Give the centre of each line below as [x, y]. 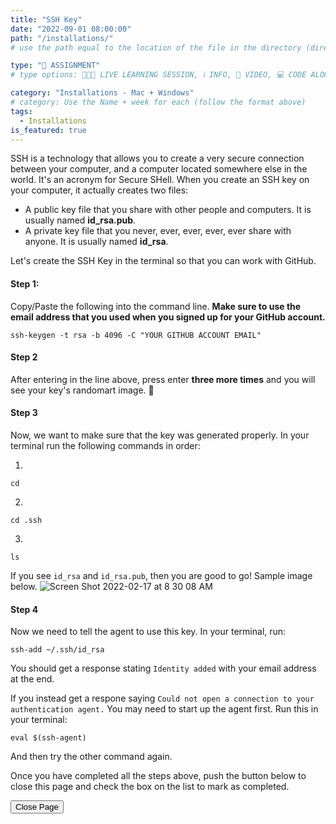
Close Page [37, 807]
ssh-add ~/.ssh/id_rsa [57, 650]
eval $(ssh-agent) [48, 738]
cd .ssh [26, 520]
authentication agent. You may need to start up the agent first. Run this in [164, 709]
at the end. [32, 679]
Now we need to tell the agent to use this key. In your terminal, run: [148, 632]
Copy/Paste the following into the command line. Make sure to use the [156, 306]
